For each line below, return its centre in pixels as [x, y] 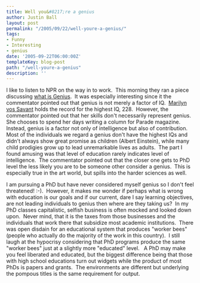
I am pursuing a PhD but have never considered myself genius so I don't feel [100, 185]
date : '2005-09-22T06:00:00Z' [44, 56]
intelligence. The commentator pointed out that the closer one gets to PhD [98, 160]
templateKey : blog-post [36, 62]
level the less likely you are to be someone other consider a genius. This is [99, 167]
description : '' [26, 73]
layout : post [22, 23]
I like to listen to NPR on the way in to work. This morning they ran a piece [98, 90]
